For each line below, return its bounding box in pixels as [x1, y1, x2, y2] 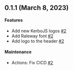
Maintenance [4, 49, 32, 55]
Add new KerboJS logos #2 [11, 28, 66, 34]
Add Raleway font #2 [11, 33, 54, 39]
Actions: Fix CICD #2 [11, 59, 54, 65]
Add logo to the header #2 [11, 38, 64, 44]
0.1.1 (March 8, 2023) [4, 4, 69, 12]
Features [4, 17, 23, 23]
